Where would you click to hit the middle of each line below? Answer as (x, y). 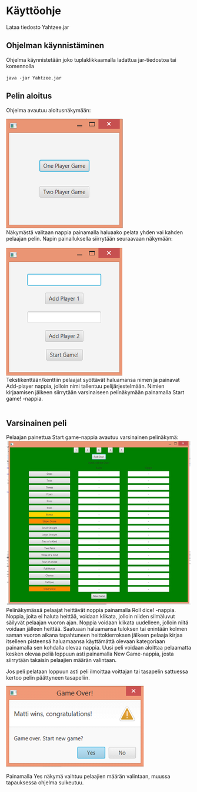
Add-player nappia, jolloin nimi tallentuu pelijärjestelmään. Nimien (85, 386)
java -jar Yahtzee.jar (34, 78)
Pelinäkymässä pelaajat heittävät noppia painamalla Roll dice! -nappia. (91, 610)
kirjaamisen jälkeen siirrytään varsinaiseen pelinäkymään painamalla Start (95, 392)
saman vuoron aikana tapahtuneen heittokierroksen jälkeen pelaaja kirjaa (94, 635)
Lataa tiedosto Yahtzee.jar (38, 27)
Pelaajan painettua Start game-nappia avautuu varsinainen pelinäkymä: (92, 437)
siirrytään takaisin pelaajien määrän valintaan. (61, 660)
